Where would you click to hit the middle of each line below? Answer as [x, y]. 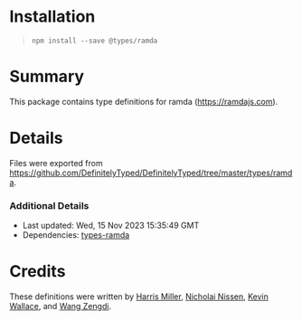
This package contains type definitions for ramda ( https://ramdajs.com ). [144, 101]
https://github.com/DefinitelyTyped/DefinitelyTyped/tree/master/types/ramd [151, 173]
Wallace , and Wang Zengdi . [60, 306]
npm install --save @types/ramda [94, 41]
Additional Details [49, 205]
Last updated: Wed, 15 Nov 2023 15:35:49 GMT [111, 226]
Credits [38, 272]
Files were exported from [56, 163]
